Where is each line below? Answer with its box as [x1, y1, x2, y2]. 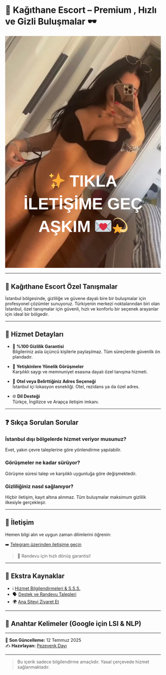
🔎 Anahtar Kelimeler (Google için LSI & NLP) [5, 620, 142, 628]
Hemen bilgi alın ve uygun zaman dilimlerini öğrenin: [5, 531, 111, 537]
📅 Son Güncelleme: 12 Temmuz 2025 [5, 637, 82, 643]
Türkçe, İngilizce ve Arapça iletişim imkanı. [12, 399, 99, 405]
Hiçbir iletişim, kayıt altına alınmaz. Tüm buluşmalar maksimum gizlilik [5, 494, 146, 500]
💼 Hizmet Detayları [5, 330, 64, 339]
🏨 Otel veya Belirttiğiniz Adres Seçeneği [12, 378, 96, 384]
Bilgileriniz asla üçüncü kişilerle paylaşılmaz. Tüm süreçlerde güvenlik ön [12, 349, 161, 355]
